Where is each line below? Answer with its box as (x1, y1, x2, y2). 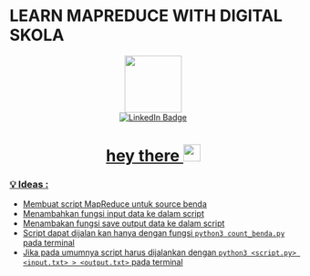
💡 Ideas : (9, 179, 49, 191)
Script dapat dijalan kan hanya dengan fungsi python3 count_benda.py (22, 228, 285, 239)
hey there (106, 146, 181, 167)
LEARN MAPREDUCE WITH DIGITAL (9, 5, 283, 26)
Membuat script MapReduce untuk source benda (22, 199, 208, 210)
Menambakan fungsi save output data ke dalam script (22, 218, 225, 229)
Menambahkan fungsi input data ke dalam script (22, 209, 205, 220)
